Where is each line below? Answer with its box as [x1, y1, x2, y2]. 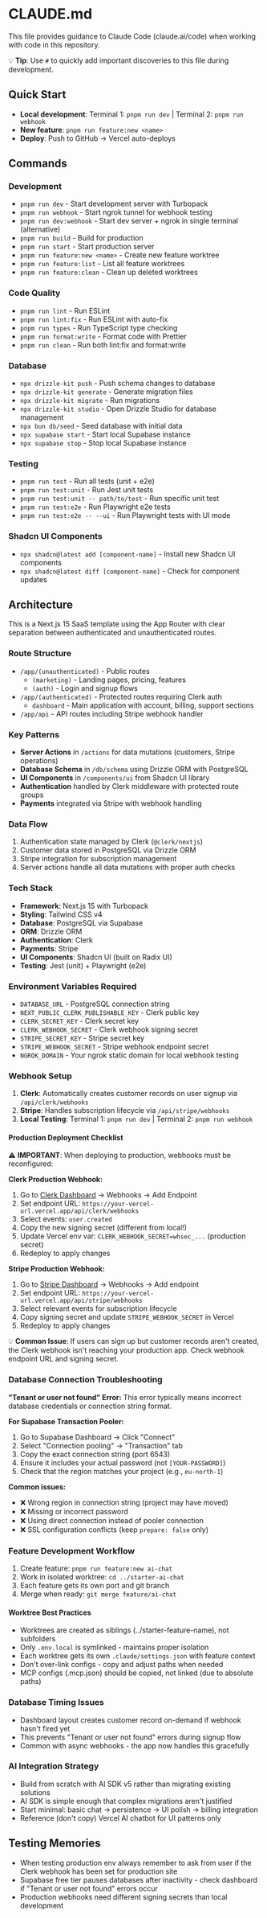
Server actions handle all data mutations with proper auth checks [19, 862, 236, 873]
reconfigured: [8, 1159, 54, 1168]
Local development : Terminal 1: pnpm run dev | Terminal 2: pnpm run [19, 109, 244, 119]
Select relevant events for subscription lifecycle [19, 1304, 178, 1313]
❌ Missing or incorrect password [19, 1506, 128, 1516]
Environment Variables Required [8, 980, 137, 992]
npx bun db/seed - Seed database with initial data [19, 421, 183, 431]
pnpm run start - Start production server [19, 242, 155, 252]
